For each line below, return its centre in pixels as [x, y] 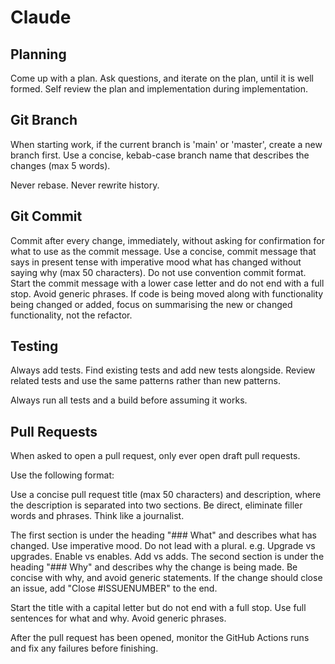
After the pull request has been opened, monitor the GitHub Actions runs [160, 638]
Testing [34, 346]
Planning [38, 54]
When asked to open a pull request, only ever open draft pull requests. [155, 456]
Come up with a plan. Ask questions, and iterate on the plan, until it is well [162, 78]
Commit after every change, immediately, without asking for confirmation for [167, 240]
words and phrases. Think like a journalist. [97, 516]
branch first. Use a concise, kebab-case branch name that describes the [160, 155]
